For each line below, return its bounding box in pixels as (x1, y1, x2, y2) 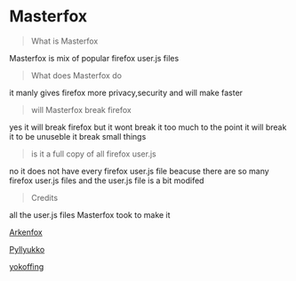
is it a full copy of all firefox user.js (30, 149, 157, 159)
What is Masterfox (30, 36, 99, 46)
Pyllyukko (9, 244, 45, 254)
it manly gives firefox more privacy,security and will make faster (9, 87, 243, 98)
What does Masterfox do (30, 69, 123, 81)
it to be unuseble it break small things (9, 131, 147, 141)
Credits (30, 192, 59, 203)
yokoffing (9, 261, 44, 272)
